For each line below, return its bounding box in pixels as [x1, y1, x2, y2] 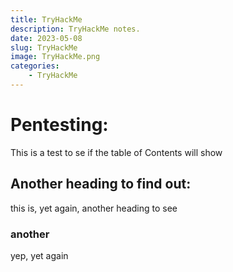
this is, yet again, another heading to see [10, 202, 178, 214]
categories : [10, 61, 60, 71]
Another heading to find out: [10, 176, 192, 193]
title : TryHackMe [10, 14, 83, 25]
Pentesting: [10, 114, 109, 136]
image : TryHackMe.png [10, 52, 101, 62]
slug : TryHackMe [10, 42, 78, 53]
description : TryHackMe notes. [10, 24, 141, 34]
